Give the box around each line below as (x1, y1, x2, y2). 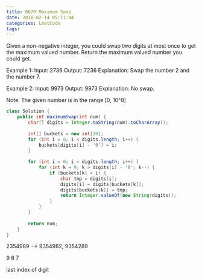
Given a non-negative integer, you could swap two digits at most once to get (6, 42, 196, 50)
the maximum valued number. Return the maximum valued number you (6, 49, 183, 56)
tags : (6, 25, 20, 32)
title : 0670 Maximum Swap (6, 8, 71, 15)
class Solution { (6, 108, 50, 115)
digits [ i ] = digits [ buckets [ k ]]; (60, 181, 145, 187)
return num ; (28, 220, 58, 226)
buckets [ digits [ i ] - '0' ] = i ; (38, 142, 118, 148)
